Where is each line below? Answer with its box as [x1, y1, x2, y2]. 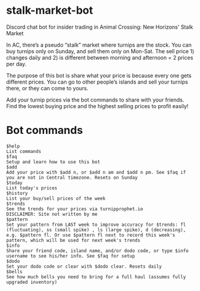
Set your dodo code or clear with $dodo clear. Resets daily [6, 264, 162, 269]
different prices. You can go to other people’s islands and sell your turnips [6, 78, 189, 85]
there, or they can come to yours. [6, 84, 89, 91]
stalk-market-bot [6, 4, 93, 17]
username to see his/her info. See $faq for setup [6, 253, 135, 259]
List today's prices [6, 185, 58, 191]
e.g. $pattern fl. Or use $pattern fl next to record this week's [6, 232, 175, 238]
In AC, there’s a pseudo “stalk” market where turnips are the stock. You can [6, 41, 192, 48]
